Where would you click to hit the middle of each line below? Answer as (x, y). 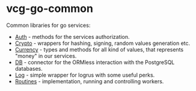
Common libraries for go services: (48, 25)
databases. (29, 68)
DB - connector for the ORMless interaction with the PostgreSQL (95, 62)
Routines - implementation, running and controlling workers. (89, 81)
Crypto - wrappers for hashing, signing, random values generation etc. (103, 43)
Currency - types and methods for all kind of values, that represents (99, 49)
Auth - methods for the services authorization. (72, 37)
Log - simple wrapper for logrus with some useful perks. (85, 75)
